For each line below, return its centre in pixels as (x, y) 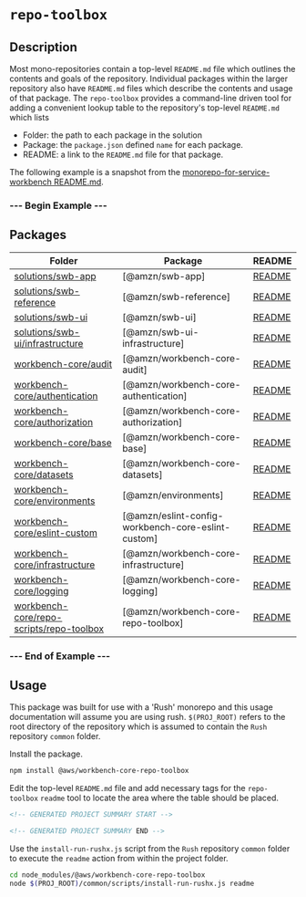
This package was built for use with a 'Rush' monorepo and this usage (141, 707)
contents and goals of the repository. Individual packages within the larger (149, 78)
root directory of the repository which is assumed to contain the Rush (138, 726)
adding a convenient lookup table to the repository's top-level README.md (145, 108)
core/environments (55, 501)
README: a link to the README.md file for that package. (123, 154)
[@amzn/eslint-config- (173, 516)
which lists (30, 117)
